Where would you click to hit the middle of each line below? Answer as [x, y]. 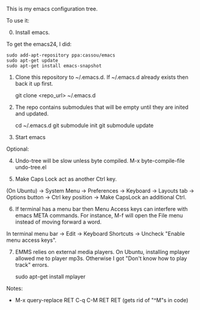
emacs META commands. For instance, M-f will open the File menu [99, 215]
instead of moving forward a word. [58, 222]
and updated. [32, 114]
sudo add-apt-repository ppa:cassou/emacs [61, 55]
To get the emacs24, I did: [39, 44]
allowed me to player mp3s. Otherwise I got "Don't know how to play [101, 258]
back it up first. [34, 84]
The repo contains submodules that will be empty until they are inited [102, 107]
